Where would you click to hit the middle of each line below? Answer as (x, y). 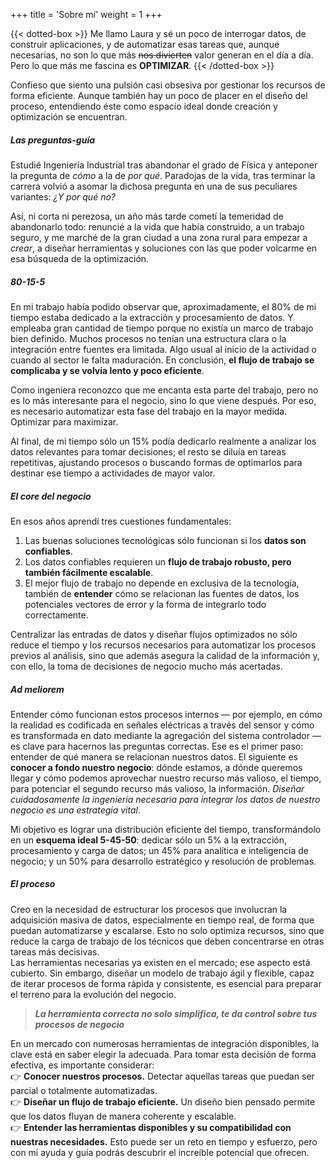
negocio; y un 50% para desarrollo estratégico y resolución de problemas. (163, 861)
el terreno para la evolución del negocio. (93, 994)
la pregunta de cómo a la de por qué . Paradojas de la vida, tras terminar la (163, 175)
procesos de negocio (79, 1024)
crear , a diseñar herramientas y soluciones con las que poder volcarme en (164, 248)
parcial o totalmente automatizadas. (84, 1090)
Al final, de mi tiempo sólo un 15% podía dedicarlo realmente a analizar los (163, 441)
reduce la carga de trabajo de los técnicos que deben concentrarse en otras (167, 941)
